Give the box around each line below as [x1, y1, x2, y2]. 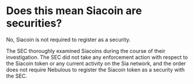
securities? [6, 16, 63, 30]
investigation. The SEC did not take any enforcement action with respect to [6, 53, 188, 61]
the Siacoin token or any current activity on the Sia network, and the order [6, 60, 186, 67]
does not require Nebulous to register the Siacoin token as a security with [6, 66, 185, 73]
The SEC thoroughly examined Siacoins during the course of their [6, 47, 166, 54]
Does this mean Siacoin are [6, 4, 142, 18]
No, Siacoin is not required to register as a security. [6, 36, 131, 43]
